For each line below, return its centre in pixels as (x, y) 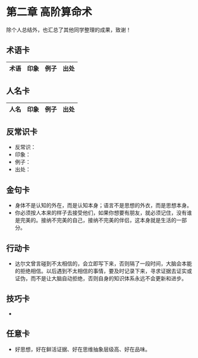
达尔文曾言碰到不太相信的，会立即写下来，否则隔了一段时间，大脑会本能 (103, 264)
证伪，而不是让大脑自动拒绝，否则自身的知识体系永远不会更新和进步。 (101, 278)
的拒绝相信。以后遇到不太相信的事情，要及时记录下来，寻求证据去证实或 (103, 271)
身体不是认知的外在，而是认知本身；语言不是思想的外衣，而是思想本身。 (103, 205)
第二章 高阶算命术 (49, 12)
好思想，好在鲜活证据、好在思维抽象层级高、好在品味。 (82, 349)
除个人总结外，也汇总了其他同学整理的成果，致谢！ (69, 30)
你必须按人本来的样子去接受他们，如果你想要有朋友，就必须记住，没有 (101, 213)
